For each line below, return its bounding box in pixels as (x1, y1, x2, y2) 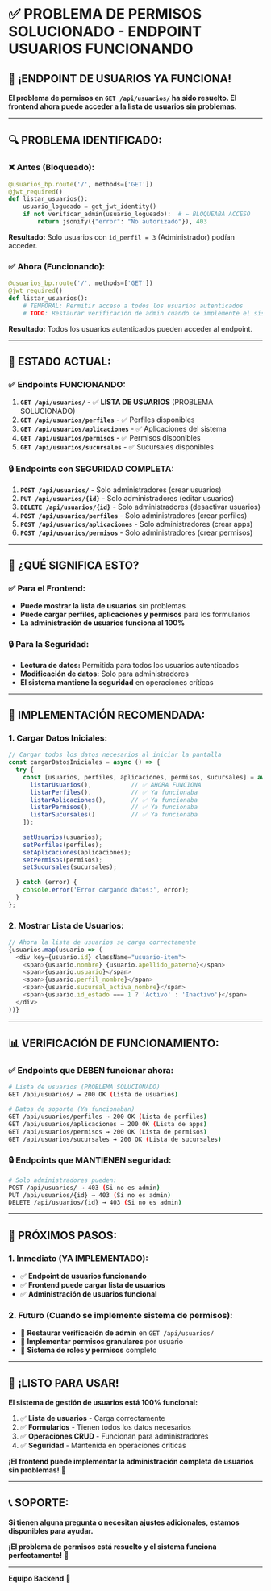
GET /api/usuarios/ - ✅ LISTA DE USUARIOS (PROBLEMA (19, 397, 214, 407)
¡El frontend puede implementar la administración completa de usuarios (8, 1457, 254, 1467)
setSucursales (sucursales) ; (23, 863, 117, 871)
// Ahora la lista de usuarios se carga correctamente (8, 937, 197, 946)
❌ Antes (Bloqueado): (8, 162, 95, 173)
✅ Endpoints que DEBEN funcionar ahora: (8, 1065, 174, 1075)
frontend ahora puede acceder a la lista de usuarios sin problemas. (8, 102, 238, 111)
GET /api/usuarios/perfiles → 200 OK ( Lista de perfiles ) (8, 1113, 207, 1121)
